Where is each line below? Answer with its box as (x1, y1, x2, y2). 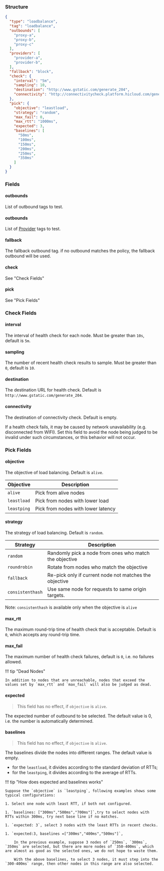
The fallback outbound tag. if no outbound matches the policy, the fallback (5, 248, 155, 254)
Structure (5, 3, 28, 10)
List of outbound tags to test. (5, 204, 63, 210)
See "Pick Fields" (5, 297, 40, 303)
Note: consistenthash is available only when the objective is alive (5, 604, 138, 610)
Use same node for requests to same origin (47, 586, 146, 593)
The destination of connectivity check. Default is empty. (5, 414, 118, 420)
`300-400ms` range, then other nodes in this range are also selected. (5, 861, 154, 866)
